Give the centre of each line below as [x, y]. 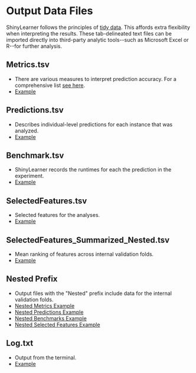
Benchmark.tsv [35, 155]
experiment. [29, 176]
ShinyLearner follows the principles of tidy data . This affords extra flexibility [98, 27]
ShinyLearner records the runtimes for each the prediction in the [93, 170]
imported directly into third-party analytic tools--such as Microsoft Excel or [97, 40]
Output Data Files [50, 11]
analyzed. [27, 131]
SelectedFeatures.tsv [47, 201]
